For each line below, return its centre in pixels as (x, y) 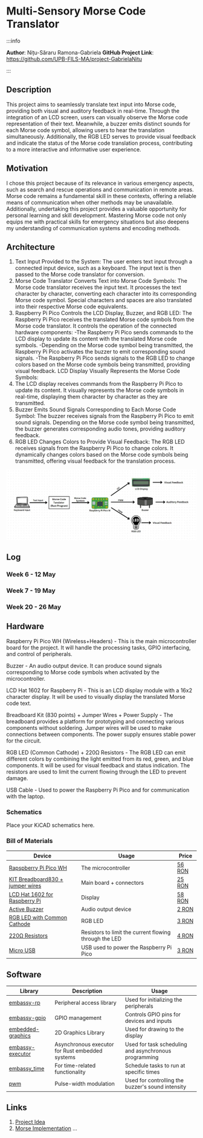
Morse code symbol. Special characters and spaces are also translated (103, 300)
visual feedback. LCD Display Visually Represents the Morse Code (97, 371)
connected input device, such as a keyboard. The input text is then (98, 268)
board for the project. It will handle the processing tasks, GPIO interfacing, (99, 647)
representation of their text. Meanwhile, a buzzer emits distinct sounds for (98, 124)
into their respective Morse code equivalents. (71, 306)
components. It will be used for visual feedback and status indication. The (98, 765)
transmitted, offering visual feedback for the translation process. (95, 461)
